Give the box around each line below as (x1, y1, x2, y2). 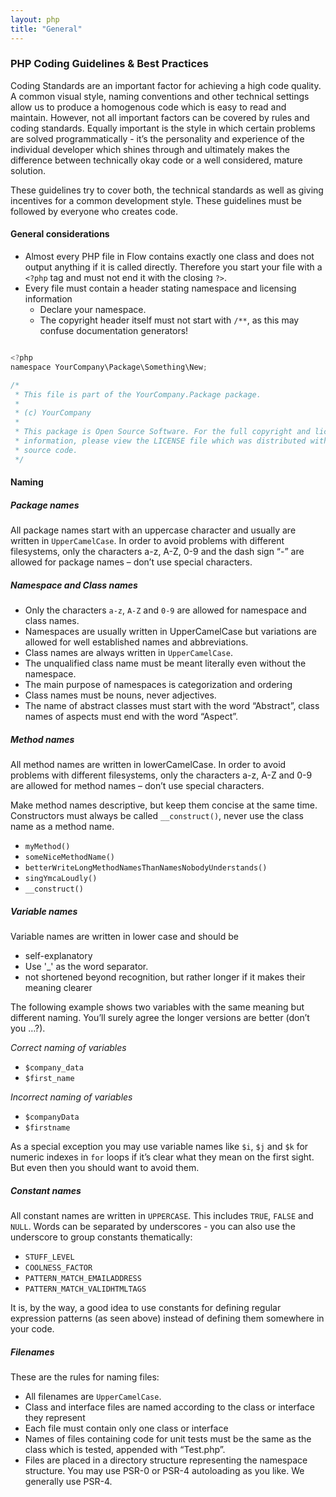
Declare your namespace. (39, 304, 147, 315)
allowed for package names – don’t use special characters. (10, 556, 253, 568)
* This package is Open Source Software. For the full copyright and (14, 427, 311, 437)
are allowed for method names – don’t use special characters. (10, 780, 265, 792)
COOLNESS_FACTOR (24, 1263, 93, 1273)
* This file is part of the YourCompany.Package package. (14, 389, 262, 400)
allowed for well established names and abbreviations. (24, 636, 249, 648)
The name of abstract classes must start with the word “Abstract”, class (24, 700, 320, 712)
